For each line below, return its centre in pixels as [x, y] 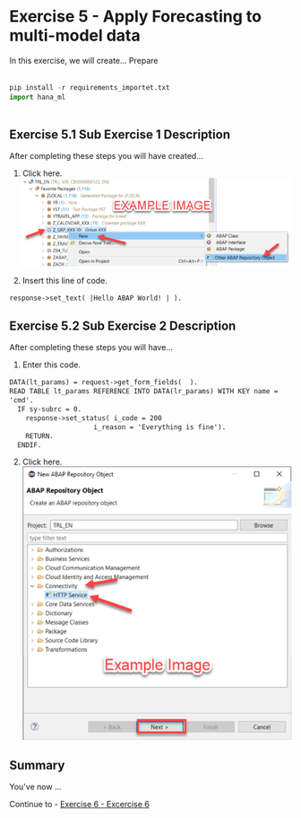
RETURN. [39, 436]
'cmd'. [21, 400]
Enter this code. [52, 365]
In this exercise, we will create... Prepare [84, 60]
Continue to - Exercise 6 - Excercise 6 [79, 805]
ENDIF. [30, 445]
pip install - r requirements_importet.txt [90, 87]
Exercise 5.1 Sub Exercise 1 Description [120, 134]
